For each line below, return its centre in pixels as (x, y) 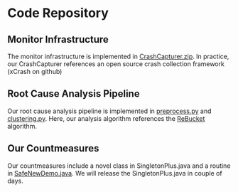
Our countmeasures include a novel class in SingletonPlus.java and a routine (119, 166)
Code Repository (58, 13)
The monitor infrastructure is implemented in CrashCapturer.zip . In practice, (118, 56)
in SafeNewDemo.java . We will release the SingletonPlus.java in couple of (115, 173)
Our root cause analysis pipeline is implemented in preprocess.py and (109, 111)
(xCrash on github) (35, 71)
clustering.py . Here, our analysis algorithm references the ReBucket (106, 118)
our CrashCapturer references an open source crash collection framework (116, 64)
